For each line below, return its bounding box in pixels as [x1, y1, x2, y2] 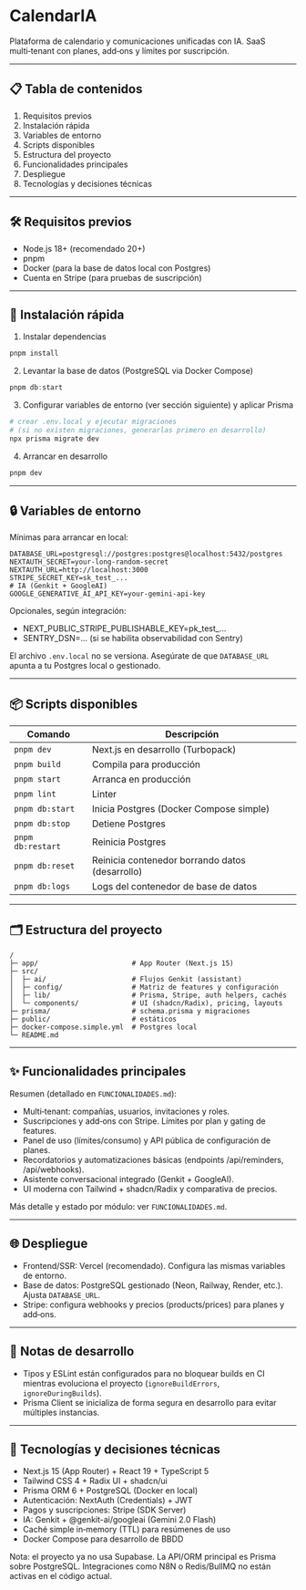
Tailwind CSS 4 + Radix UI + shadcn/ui [22, 1475, 168, 1487]
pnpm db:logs [14, 881, 71, 892]
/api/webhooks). [22, 1164, 85, 1175]
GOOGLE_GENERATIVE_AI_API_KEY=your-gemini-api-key [9, 589, 206, 598]
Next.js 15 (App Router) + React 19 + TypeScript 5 [22, 1466, 209, 1477]
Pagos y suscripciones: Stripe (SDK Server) [22, 1504, 187, 1515]
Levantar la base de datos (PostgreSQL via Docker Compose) [22, 366, 253, 377]
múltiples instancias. [22, 1407, 100, 1418]
